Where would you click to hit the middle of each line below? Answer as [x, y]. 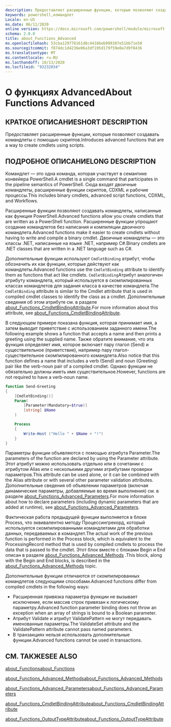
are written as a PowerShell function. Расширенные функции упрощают [81, 221]
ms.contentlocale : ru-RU [32, 58]
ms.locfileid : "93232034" [33, 67]
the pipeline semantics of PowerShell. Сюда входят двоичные [71, 184]
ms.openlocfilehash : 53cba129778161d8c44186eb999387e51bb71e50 [74, 43]
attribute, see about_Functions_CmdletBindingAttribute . [63, 313]
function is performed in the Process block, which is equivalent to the [78, 539]
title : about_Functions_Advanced [41, 39]
